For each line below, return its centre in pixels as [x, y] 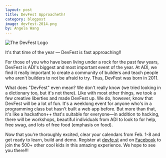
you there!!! [17, 150]
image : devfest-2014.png [31, 24]
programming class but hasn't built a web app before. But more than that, [81, 109]
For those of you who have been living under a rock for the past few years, [82, 62]
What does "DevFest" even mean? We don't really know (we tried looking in [83, 87]
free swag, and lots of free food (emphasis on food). [59, 125]
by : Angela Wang [22, 28]
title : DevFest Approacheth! [35, 14]
